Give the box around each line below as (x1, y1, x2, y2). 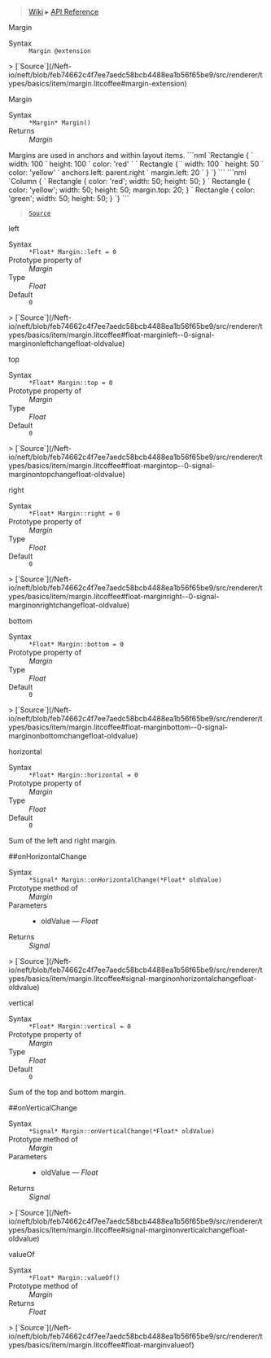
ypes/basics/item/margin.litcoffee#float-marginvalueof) (8, 1340, 195, 1350)
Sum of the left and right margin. (8, 836, 117, 845)
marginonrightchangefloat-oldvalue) (8, 600, 130, 610)
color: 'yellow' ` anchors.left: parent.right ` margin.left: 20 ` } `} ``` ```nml (8, 168, 247, 177)
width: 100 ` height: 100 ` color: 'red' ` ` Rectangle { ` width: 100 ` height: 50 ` (8, 159, 264, 169)
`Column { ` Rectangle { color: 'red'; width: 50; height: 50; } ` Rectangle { (8, 177, 251, 186)
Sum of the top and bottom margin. (8, 1087, 126, 1097)
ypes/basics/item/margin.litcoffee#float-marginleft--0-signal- (8, 330, 215, 339)
